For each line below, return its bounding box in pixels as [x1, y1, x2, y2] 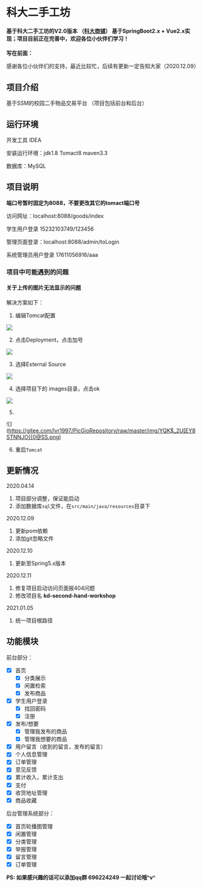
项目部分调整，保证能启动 [15, 495, 80, 502]
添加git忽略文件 [15, 534, 54, 542]
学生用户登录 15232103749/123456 [6, 225, 94, 232]
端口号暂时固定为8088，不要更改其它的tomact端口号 [6, 199, 140, 206]
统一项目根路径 [15, 617, 53, 624]
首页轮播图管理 [15, 822, 53, 830]
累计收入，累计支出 [15, 774, 64, 781]
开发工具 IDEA [6, 137, 41, 144]
